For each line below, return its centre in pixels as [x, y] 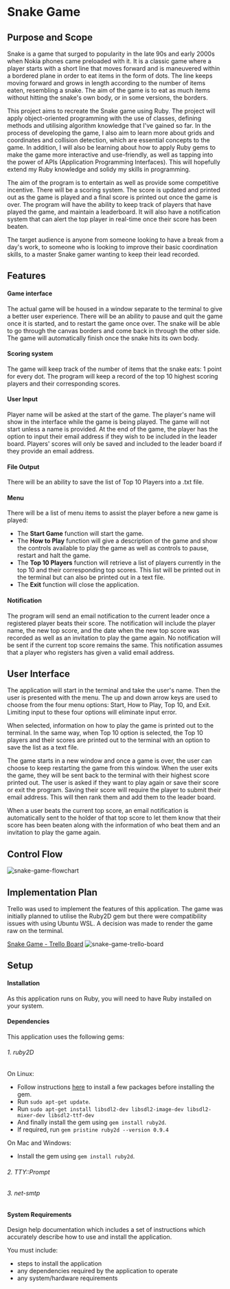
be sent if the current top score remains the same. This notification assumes [115, 645]
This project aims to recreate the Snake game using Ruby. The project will [111, 111]
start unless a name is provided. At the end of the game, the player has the [113, 429]
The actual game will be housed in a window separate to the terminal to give [115, 309]
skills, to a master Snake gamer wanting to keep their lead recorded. [104, 254]
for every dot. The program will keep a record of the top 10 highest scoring [113, 376]
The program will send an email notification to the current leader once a [108, 616]
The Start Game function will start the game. [80, 534]
